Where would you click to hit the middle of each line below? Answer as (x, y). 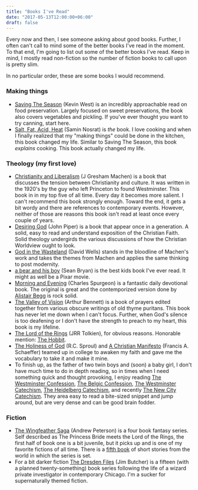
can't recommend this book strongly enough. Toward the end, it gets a (100, 201)
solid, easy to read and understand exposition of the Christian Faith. (97, 233)
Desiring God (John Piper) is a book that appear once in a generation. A (102, 226)
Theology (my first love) (41, 163)
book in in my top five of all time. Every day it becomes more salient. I (99, 195)
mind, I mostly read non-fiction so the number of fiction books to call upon (96, 58)
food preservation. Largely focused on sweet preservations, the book (99, 111)
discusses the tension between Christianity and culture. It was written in (102, 182)
